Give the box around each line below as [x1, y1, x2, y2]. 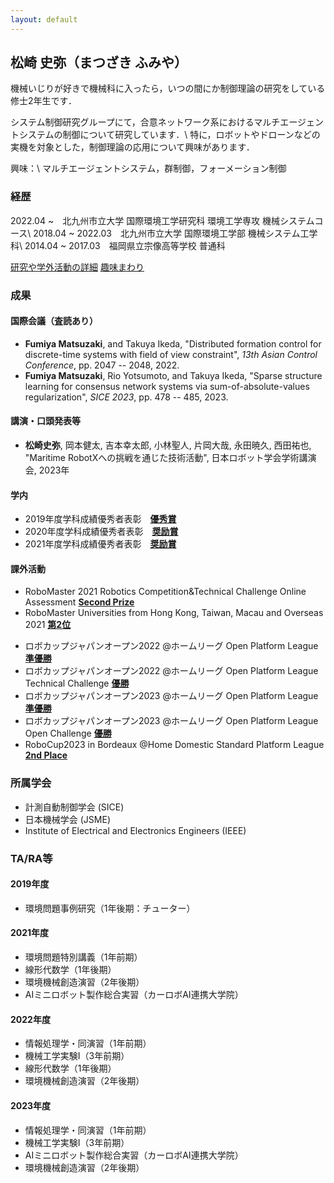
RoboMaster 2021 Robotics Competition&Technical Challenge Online [24, 586, 307, 598]
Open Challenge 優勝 [24, 727, 112, 740]
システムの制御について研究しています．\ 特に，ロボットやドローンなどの [18, 129, 321, 141]
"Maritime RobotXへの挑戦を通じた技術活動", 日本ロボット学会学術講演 [24, 452, 317, 464]
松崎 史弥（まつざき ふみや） [10, 54, 188, 71]
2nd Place [24, 749, 68, 761]
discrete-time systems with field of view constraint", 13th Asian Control [24, 348, 318, 360]
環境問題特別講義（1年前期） [24, 951, 143, 963]
